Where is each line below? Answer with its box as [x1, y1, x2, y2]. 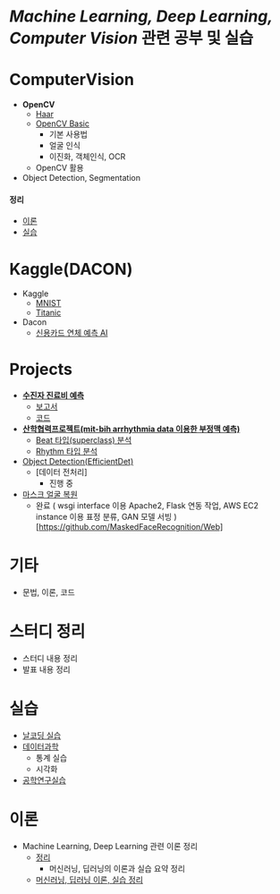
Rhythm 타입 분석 [35, 446, 98, 457]
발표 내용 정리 [21, 664, 71, 675]
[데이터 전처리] [35, 467, 88, 478]
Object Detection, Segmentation [21, 173, 141, 183]
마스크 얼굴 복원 [21, 490, 78, 500]
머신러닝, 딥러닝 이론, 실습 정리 [35, 874, 143, 885]
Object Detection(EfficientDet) [21, 456, 134, 467]
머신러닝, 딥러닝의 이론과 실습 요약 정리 [48, 863, 186, 873]
